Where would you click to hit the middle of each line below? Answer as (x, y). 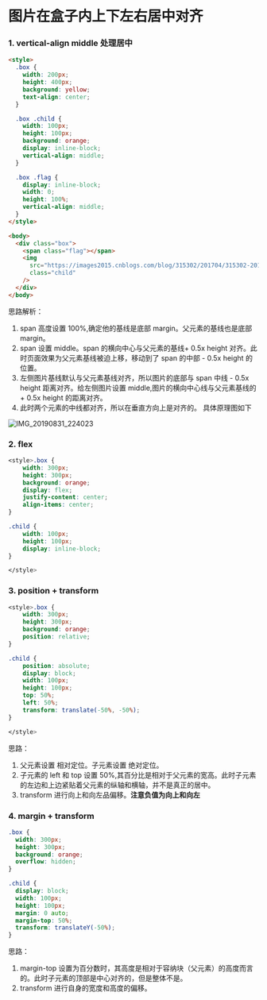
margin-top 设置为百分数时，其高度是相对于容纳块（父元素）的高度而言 (136, 968)
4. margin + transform (52, 816)
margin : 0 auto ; (42, 913)
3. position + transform (54, 591)
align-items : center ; (58, 505)
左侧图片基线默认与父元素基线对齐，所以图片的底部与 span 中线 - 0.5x (134, 377)
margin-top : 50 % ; (44, 921)
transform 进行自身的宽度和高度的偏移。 (86, 988)
